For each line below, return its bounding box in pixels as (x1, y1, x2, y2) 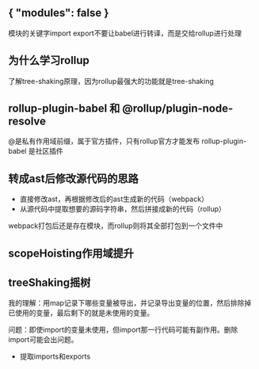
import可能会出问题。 (8, 335, 78, 344)
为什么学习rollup (8, 54, 90, 67)
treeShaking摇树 (8, 276, 91, 290)
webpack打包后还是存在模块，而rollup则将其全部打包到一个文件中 (8, 221, 223, 230)
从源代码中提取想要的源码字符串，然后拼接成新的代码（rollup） (19, 204, 226, 214)
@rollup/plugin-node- (122, 102, 234, 116)
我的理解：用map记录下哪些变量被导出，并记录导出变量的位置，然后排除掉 (8, 299, 252, 308)
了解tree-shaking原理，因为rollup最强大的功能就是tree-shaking (8, 76, 214, 86)
